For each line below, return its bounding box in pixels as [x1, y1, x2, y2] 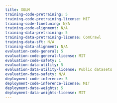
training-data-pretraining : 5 [5, 30, 68, 35]
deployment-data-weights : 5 [5, 85, 64, 91]
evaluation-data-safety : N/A [5, 72, 66, 77]
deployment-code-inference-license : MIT [5, 81, 91, 86]
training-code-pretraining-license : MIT [5, 16, 91, 21]
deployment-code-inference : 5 [5, 76, 68, 81]
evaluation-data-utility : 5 [5, 62, 64, 67]
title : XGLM [5, 7, 30, 12]
